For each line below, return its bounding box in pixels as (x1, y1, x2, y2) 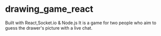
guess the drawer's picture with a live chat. (5, 25, 93, 31)
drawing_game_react (5, 3, 94, 15)
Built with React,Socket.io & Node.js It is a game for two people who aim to (5, 20, 157, 26)
